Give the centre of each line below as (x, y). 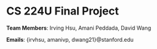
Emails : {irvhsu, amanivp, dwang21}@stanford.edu (70, 39)
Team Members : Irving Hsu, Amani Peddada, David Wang (79, 28)
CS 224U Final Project (63, 11)
